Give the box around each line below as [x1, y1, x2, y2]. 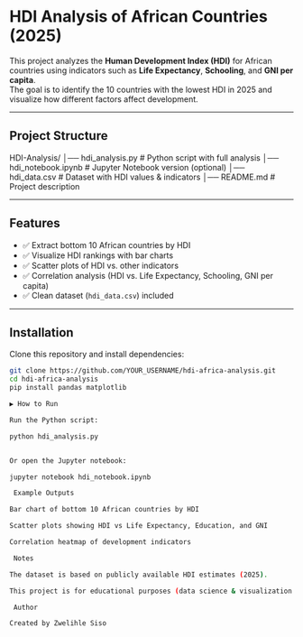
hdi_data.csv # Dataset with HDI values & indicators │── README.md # [9, 171, 276, 182]
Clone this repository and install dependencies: [9, 349, 185, 360]
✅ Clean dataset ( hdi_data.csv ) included [22, 290, 174, 300]
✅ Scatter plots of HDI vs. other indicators [22, 260, 179, 271]
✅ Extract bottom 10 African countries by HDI [22, 239, 191, 250]
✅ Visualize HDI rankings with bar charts [22, 250, 174, 261]
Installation [9, 325, 74, 340]
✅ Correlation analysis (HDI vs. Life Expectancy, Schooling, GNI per [22, 270, 273, 281]
